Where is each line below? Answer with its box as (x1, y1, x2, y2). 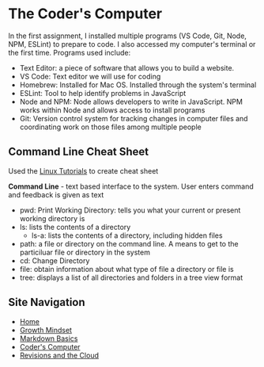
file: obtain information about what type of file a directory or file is (19, 264, 235, 273)
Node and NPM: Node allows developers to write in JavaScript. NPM (19, 97, 243, 106)
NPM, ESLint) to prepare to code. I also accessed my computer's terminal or (8, 39, 256, 48)
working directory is (19, 213, 85, 223)
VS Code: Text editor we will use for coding (19, 71, 161, 81)
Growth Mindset (19, 325, 73, 335)
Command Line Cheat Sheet (8, 145, 149, 159)
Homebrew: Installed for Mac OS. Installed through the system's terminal (19, 80, 257, 90)
